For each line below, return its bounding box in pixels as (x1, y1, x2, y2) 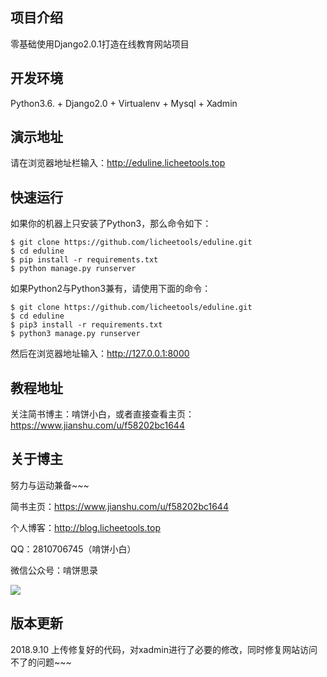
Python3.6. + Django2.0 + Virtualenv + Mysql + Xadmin (10, 97, 238, 109)
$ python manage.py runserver (10, 264, 137, 274)
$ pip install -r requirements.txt (10, 255, 159, 265)
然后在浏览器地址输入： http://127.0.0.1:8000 (10, 348, 190, 360)
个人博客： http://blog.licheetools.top (10, 521, 161, 533)
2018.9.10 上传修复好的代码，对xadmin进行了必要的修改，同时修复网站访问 (10, 643, 318, 655)
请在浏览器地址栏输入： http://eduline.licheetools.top (10, 157, 226, 169)
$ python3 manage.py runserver (10, 329, 141, 339)
